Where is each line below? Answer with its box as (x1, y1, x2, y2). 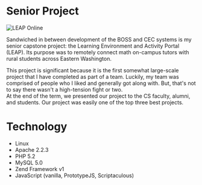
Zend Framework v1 (14, 165, 65, 172)
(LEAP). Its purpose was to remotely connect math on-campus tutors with (6, 48, 189, 55)
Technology (6, 120, 68, 134)
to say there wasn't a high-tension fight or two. (6, 86, 123, 93)
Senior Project (6, 4, 80, 18)
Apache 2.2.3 (14, 146, 49, 153)
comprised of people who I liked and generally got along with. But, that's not (6, 80, 196, 87)
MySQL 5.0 (14, 158, 43, 166)
